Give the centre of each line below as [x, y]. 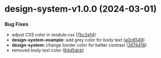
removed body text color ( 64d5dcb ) [48, 50]
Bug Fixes [17, 24]
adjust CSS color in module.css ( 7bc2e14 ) [54, 35]
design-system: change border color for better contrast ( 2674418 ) [79, 45]
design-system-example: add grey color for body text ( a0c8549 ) [78, 40]
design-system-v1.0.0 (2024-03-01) [81, 9]
